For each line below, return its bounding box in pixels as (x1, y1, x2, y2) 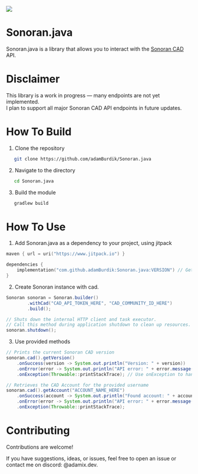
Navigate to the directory (14, 166, 75, 174)
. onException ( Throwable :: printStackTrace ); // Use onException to (16, 371, 183, 377)
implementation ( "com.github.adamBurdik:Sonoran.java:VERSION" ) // (16, 267, 183, 273)
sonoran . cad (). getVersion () (6, 355, 75, 361)
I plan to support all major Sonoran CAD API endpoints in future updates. (6, 104, 182, 112)
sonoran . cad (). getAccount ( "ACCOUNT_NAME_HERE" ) (6, 387, 126, 394)
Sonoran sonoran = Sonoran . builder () (6, 295, 99, 300)
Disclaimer (6, 73, 60, 86)
